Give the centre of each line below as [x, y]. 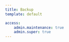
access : [13, 23]
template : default [24, 14]
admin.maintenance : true [39, 27]
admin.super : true [32, 32]
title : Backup [19, 10]
